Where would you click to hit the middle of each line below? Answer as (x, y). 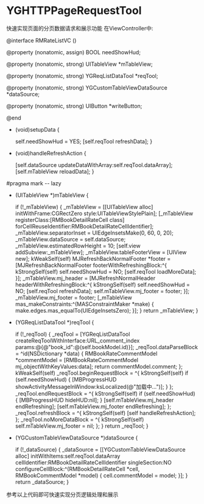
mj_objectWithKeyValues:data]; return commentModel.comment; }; (99, 366)
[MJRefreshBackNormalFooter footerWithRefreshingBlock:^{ (91, 265)
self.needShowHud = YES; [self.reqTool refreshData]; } (84, 141)
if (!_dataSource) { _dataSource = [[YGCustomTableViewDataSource (100, 449)
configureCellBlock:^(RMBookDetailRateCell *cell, (77, 469)
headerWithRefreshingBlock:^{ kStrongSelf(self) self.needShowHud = (103, 285)
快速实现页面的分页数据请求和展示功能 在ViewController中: (80, 28)
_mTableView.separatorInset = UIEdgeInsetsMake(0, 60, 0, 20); (94, 233)
